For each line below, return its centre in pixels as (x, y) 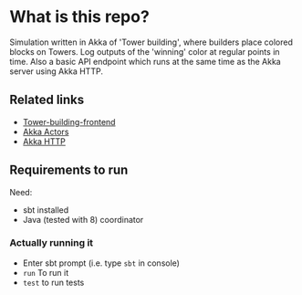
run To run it (46, 272)
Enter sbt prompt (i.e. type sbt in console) (101, 263)
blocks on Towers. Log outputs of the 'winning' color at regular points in (145, 51)
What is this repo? (80, 17)
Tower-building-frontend (69, 121)
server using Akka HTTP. (56, 71)
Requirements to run (69, 170)
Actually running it (52, 243)
